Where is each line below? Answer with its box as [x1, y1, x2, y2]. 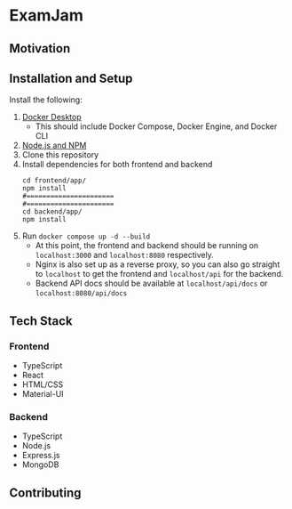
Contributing [9, 485, 82, 500]
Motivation [9, 41, 71, 56]
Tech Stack [9, 313, 73, 328]
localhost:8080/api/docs [35, 289, 128, 298]
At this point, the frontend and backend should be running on [35, 240, 259, 251]
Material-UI [21, 389, 64, 400]
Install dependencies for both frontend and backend [21, 159, 213, 170]
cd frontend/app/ [21, 176, 87, 185]
